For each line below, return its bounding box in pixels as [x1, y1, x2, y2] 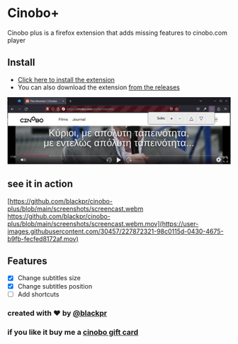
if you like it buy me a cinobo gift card [7, 327, 139, 337]
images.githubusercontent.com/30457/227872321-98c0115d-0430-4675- [7, 227, 225, 235]
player [7, 35, 26, 44]
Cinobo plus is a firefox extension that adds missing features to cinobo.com [7, 28, 228, 37]
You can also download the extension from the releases [17, 83, 181, 91]
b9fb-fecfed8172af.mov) [7, 234, 79, 243]
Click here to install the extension [17, 75, 115, 84]
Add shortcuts [17, 289, 59, 299]
